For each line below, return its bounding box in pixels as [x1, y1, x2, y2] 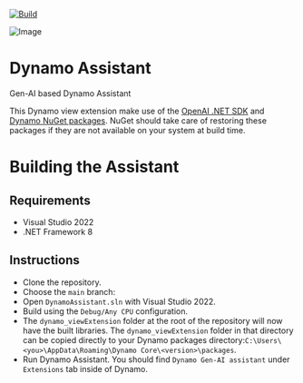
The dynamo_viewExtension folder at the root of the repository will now [22, 315, 283, 326]
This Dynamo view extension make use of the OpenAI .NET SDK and [9, 105, 265, 116]
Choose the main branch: [22, 286, 116, 297]
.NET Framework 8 [22, 226, 93, 237]
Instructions [9, 252, 80, 268]
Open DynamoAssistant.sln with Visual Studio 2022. [22, 296, 216, 307]
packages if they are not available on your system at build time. [9, 124, 246, 135]
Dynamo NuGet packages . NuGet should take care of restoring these [9, 114, 268, 126]
